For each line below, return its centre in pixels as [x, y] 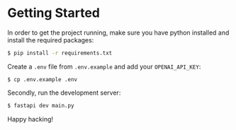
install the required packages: [51, 40]
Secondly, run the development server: [64, 93]
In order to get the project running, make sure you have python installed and [118, 32]
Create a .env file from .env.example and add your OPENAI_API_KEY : [104, 66]
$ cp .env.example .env [43, 79]
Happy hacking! [30, 119]
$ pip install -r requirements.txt [60, 53]
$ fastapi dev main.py [41, 105]
